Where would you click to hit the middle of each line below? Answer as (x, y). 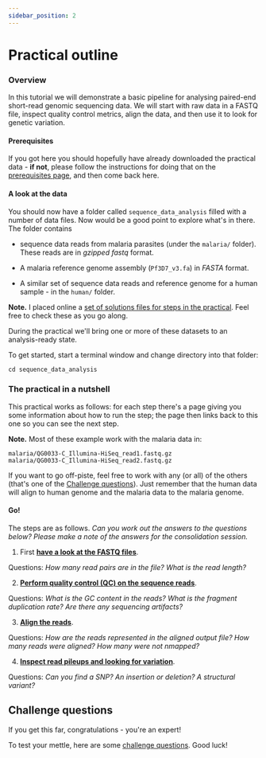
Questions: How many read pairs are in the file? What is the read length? (127, 568)
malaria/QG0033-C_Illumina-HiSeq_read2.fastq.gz (90, 460)
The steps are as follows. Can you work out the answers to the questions (128, 528)
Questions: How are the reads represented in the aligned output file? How (129, 638)
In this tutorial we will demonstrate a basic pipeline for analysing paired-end (132, 97)
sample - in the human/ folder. (67, 291)
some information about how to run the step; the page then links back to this (133, 415)
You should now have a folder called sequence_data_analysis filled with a (127, 211)
